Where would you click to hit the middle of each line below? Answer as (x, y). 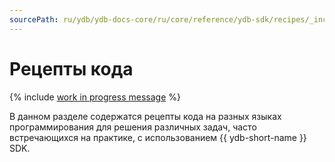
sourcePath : (34, 19)
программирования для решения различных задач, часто (133, 127)
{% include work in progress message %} (95, 97)
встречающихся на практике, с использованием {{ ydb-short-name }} (158, 137)
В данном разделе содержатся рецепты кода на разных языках (145, 116)
